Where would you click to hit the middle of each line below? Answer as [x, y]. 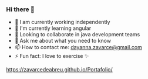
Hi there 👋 [21, 9]
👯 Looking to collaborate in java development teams [77, 35]
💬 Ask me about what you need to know [63, 41]
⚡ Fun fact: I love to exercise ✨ [52, 56]
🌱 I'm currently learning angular [53, 28]
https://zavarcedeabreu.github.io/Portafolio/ [59, 70]
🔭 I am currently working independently [62, 22]
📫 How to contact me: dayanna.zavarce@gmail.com [78, 47]
